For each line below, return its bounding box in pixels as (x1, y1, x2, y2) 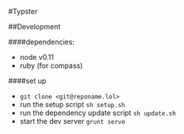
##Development (8, 22, 61, 31)
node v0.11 (19, 53, 54, 61)
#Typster (8, 7, 38, 16)
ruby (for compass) (19, 61, 83, 70)
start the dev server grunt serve (19, 117, 125, 125)
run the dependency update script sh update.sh (19, 108, 176, 117)
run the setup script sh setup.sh (19, 100, 125, 109)
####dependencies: (8, 37, 75, 47)
